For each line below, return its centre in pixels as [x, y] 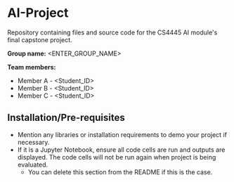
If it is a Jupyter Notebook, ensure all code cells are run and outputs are [121, 150]
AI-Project [38, 13]
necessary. [33, 142]
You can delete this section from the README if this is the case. [120, 172]
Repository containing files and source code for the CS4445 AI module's [112, 32]
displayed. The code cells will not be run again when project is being [117, 157]
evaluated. [33, 164]
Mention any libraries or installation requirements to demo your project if [122, 134]
